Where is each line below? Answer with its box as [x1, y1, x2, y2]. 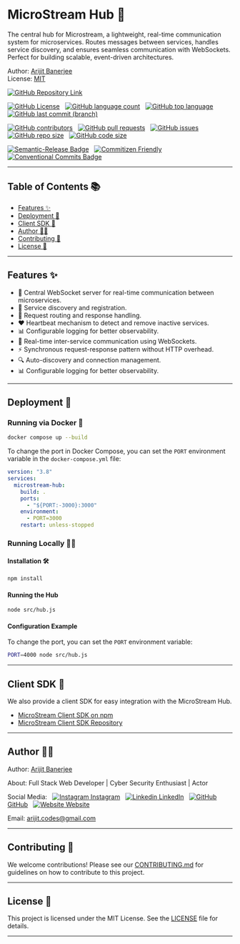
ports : [20, 495, 40, 502]
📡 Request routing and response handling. [17, 311, 141, 319]
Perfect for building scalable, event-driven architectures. [7, 53, 174, 61]
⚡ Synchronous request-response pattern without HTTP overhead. [17, 344, 214, 353]
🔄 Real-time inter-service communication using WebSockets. [17, 337, 197, 345]
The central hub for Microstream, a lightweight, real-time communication [7, 30, 221, 39]
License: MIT [7, 74, 46, 83]
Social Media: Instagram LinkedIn [7, 793, 184, 801]
